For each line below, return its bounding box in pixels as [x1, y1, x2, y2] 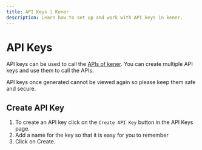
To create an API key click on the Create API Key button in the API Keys [15, 119, 194, 126]
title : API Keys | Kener [6, 8, 69, 15]
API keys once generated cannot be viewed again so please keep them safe [6, 79, 196, 86]
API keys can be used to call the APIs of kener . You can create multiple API [6, 60, 193, 68]
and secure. [6, 85, 36, 93]
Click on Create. [15, 138, 56, 145]
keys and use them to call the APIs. [6, 67, 94, 74]
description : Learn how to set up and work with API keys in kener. [6, 15, 183, 21]
